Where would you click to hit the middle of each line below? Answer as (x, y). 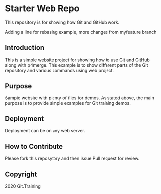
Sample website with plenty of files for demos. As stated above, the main (80, 98)
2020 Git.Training (23, 186)
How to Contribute (34, 146)
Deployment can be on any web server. (45, 131)
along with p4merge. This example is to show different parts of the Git (77, 65)
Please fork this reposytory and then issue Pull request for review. (72, 158)
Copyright (21, 174)
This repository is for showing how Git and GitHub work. (62, 22)
